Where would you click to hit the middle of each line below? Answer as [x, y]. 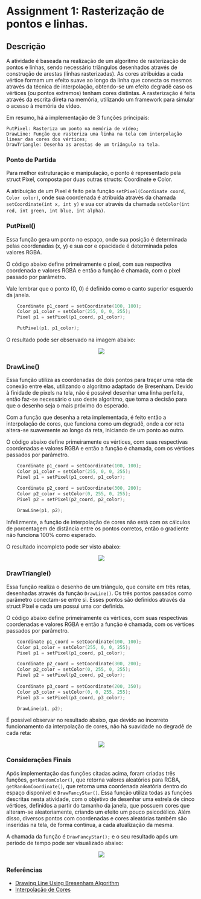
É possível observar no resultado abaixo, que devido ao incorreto [87, 720]
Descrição [26, 46]
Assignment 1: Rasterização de [85, 11]
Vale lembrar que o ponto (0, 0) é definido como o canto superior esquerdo [100, 288]
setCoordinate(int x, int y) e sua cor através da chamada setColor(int [98, 204]
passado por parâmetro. [36, 277]
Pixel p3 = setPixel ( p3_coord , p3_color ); [71, 697]
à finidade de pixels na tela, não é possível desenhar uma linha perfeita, [95, 393]
